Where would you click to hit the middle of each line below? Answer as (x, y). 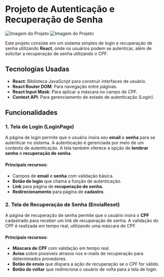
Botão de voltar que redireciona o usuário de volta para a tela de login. (85, 270)
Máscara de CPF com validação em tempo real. (61, 248)
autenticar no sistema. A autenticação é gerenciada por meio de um (75, 143)
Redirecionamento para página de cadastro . (58, 192)
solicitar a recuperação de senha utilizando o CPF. (57, 54)
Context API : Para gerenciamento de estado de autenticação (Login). (83, 97)
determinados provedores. (40, 259)
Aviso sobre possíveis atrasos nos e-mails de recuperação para (78, 254)
